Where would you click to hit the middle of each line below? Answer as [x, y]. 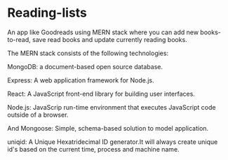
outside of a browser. [38, 115]
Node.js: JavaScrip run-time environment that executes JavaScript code [112, 107]
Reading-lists [47, 13]
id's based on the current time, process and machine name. [94, 149]
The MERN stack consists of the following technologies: [88, 53]
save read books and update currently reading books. [110, 39]
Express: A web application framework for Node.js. [81, 80]
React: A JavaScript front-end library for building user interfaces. [101, 94]
